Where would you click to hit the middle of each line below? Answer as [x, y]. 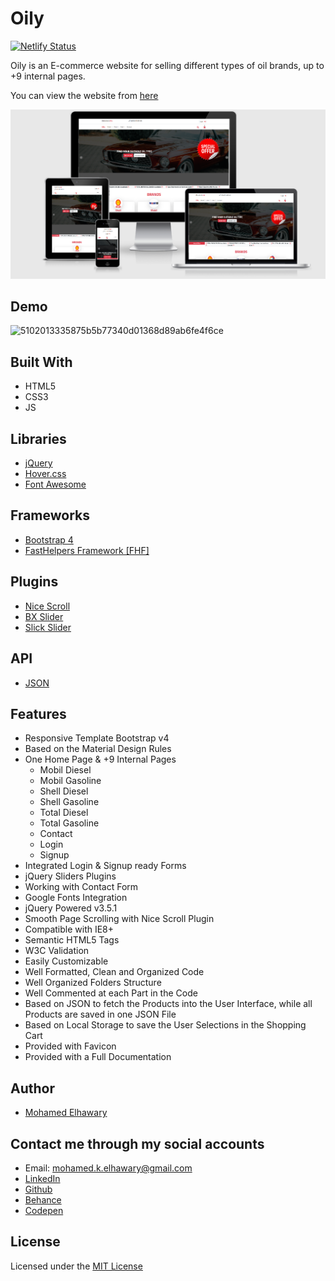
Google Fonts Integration [76, 898]
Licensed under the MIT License [76, 1266]
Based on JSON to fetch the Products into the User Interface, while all [168, 1004]
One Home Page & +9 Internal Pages [100, 759]
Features [38, 713]
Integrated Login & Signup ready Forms [105, 866]
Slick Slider [48, 627]
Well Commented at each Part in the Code [111, 993]
